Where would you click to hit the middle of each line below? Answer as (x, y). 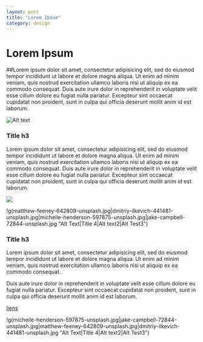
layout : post (23, 12)
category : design (28, 23)
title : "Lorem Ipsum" (34, 18)
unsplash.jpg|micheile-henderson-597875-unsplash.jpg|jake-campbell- (96, 217)
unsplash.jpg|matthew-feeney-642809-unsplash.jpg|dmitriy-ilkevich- (93, 326)
